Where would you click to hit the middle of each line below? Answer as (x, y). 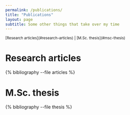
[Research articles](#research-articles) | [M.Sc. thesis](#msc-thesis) (66, 38)
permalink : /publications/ (34, 10)
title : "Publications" (29, 15)
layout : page (19, 19)
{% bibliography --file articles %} (40, 72)
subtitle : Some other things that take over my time (62, 24)
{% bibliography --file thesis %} (39, 107)
